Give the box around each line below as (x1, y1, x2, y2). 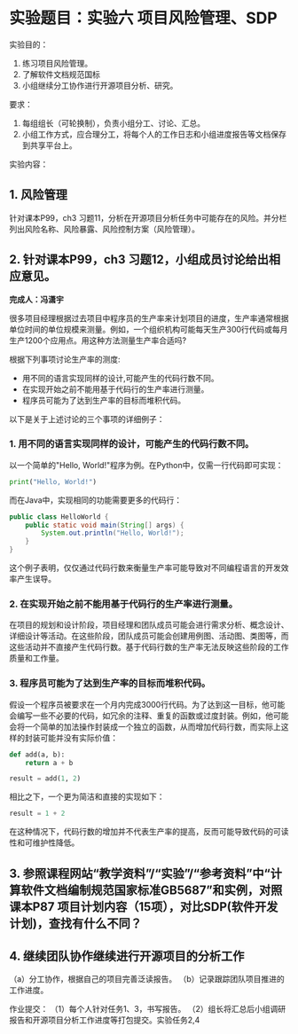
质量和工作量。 (9, 653, 64, 663)
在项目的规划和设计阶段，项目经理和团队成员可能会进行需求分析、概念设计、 (9, 620, 289, 631)
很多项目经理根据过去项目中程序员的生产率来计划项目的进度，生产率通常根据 (9, 312, 289, 324)
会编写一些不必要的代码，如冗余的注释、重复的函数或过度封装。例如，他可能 (9, 710, 289, 721)
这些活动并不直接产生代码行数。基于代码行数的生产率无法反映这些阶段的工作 (9, 642, 289, 653)
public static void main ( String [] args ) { (25, 521, 184, 529)
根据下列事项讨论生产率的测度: (9, 354, 122, 364)
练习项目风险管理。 (21, 58, 93, 68)
